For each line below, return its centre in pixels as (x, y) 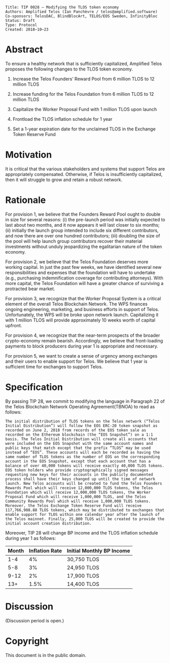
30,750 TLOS (83, 559)
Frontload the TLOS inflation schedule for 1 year (62, 119)
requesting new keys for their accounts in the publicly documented (79, 474)
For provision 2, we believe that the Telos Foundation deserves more (77, 262)
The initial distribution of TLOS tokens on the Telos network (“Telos (82, 421)
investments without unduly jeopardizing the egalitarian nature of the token (84, 247)
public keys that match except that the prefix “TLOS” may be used (78, 448)
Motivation (29, 155)
